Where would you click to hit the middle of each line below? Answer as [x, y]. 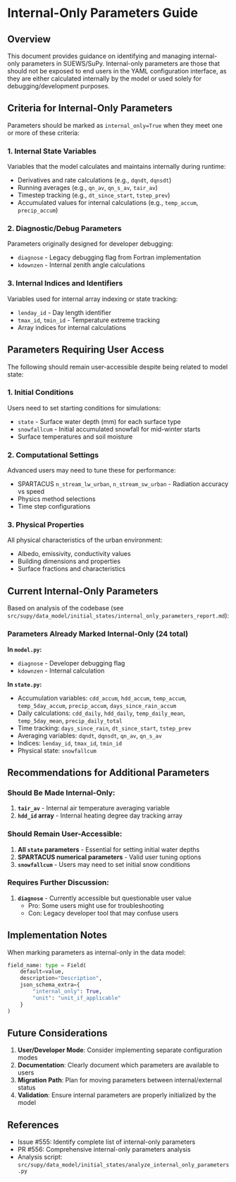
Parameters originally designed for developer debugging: [90, 244]
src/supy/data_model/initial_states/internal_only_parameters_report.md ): [118, 615]
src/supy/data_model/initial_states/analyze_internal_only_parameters [123, 1165]
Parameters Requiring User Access [86, 350]
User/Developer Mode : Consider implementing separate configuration [120, 1050]
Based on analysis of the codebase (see [66, 608]
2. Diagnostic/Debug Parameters [64, 229]
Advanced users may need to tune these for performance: [92, 471]
